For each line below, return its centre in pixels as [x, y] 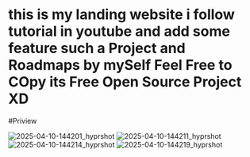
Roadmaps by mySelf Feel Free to [120, 65]
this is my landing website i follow [122, 15]
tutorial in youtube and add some [119, 31]
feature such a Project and [97, 48]
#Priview [23, 121]
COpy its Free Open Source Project [125, 82]
